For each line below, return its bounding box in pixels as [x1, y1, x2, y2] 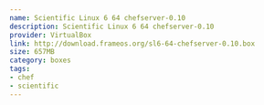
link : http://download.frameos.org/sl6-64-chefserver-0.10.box [9, 38, 256, 48]
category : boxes [9, 56, 71, 65]
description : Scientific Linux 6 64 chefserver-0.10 [9, 22, 215, 31]
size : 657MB [9, 47, 55, 57]
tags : [9, 65, 30, 74]
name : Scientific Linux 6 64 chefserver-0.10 [9, 13, 185, 23]
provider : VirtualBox [9, 30, 92, 39]
